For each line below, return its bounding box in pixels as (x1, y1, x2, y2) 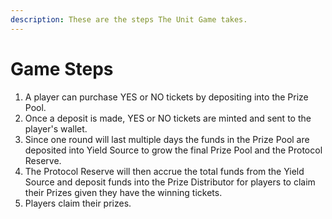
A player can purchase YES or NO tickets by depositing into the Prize (24, 91, 309, 103)
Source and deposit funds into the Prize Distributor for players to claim (24, 176, 316, 188)
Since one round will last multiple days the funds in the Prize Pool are (24, 133, 310, 145)
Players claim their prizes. (24, 197, 132, 209)
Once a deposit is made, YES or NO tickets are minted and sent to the (24, 112, 312, 124)
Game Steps (10, 57, 114, 80)
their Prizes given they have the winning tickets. (24, 186, 223, 198)
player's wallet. (24, 122, 88, 135)
